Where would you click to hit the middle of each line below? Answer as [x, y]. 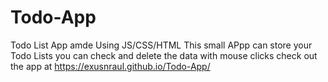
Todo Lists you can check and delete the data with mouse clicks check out [164, 55]
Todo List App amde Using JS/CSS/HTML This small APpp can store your [161, 45]
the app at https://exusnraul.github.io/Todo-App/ [110, 66]
